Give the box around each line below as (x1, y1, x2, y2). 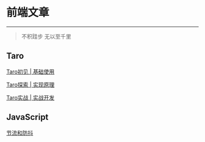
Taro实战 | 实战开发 (6, 94, 55, 101)
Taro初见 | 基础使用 (6, 68, 55, 75)
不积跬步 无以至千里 (21, 32, 71, 40)
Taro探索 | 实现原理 (6, 81, 55, 88)
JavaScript (6, 112, 49, 122)
